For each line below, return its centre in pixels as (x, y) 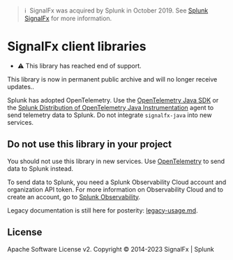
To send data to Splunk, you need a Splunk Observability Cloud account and (117, 182)
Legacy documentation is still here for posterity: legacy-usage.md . (103, 210)
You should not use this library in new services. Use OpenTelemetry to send (116, 161)
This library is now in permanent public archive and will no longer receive (112, 79)
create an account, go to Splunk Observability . (74, 197)
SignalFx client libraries (77, 46)
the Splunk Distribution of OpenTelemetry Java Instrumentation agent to (111, 107)
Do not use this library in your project (90, 145)
